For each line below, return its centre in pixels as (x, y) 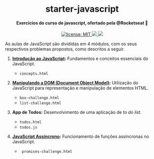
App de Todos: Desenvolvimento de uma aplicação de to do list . (77, 112)
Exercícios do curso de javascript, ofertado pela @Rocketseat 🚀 (82, 23)
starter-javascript (82, 9)
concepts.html (34, 74)
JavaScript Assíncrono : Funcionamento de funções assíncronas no (80, 136)
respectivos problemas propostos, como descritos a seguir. (65, 49)
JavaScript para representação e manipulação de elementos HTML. (80, 88)
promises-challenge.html (47, 152)
